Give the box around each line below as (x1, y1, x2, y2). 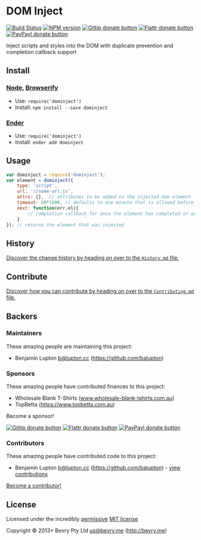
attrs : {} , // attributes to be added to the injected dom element (17, 194, 191, 200)
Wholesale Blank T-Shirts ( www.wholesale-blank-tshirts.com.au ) (14, 395, 175, 402)
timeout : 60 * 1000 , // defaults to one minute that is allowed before (17, 199, 194, 206)
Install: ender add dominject (14, 138, 84, 145)
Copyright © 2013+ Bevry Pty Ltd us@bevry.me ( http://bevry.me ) (6, 527, 167, 534)
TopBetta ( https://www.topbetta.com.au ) (14, 401, 115, 408)
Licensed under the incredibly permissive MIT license (6, 515, 138, 523)
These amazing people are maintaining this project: (6, 342, 133, 350)
